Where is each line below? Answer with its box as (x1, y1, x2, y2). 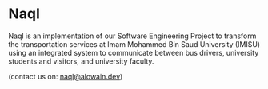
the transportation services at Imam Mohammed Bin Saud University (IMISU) (8, 39, 261, 48)
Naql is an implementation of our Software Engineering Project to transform (8, 31, 257, 41)
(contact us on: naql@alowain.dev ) (8, 72, 123, 81)
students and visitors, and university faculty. (8, 56, 154, 66)
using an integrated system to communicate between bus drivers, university (8, 48, 259, 57)
